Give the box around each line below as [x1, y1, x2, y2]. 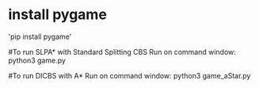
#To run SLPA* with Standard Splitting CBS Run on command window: [8, 47, 236, 56]
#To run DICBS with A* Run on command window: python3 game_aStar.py [8, 71, 251, 80]
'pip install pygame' [8, 32, 72, 41]
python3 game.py [8, 55, 66, 65]
